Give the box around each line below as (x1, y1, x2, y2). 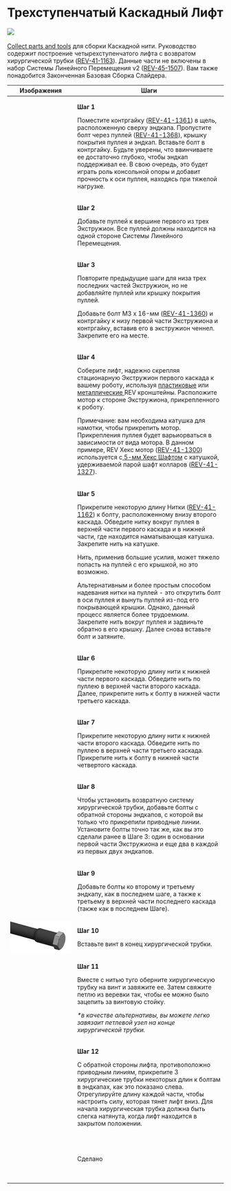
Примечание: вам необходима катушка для (76, 416, 206, 425)
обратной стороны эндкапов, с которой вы (76, 811, 203, 819)
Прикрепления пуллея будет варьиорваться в (76, 431, 212, 440)
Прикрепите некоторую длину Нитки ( (76, 502, 189, 511)
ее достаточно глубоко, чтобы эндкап (76, 152, 188, 161)
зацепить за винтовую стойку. (76, 998, 166, 1006)
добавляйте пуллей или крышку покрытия (76, 288, 201, 297)
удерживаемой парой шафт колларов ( (76, 460, 191, 469)
